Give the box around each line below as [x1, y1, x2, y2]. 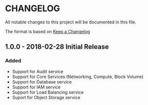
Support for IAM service [12, 84, 61, 90]
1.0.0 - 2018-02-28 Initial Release [5, 42, 109, 51]
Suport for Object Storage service [12, 94, 81, 100]
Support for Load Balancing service [12, 89, 84, 95]
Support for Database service [12, 79, 72, 84]
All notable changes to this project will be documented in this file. [5, 19, 137, 25]
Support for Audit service [12, 68, 63, 74]
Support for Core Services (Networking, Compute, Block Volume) [12, 74, 144, 80]
